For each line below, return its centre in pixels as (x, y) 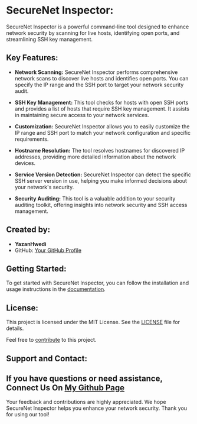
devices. (25, 163)
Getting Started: (36, 269)
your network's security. (44, 187)
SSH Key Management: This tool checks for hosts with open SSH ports (101, 102)
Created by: (28, 230)
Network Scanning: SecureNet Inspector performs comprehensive (96, 72)
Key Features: (32, 58)
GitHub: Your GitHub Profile (48, 250)
